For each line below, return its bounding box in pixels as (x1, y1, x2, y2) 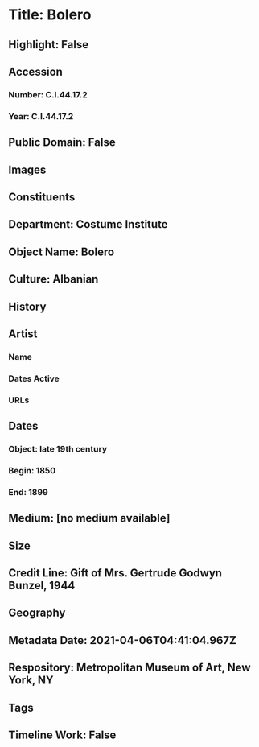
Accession (8, 64, 63, 78)
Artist (8, 327, 38, 340)
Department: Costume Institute (8, 217, 168, 231)
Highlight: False (8, 38, 89, 52)
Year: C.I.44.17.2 (8, 110, 74, 122)
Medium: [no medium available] (8, 511, 171, 525)
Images (8, 163, 47, 176)
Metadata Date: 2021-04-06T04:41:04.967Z (8, 634, 237, 647)
